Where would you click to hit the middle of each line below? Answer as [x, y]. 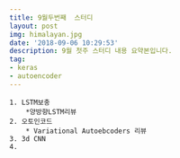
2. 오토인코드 [31, 121]
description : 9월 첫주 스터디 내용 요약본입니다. [91, 51]
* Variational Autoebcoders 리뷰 [86, 131]
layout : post [34, 26]
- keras [24, 68]
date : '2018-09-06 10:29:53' [64, 43]
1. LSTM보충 [30, 102]
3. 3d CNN [28, 139]
